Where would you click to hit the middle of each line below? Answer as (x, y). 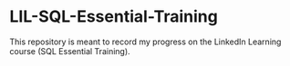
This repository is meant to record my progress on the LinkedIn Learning (145, 42)
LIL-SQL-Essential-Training (114, 17)
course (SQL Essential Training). (70, 51)
